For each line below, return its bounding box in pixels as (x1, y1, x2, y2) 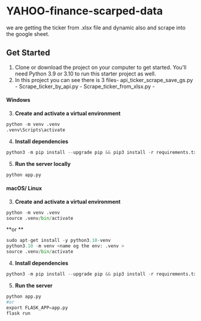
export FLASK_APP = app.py (6, 304, 68, 311)
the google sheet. (6, 30, 50, 37)
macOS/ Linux (6, 184, 42, 192)
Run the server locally (14, 160, 71, 167)
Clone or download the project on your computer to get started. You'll (14, 63, 187, 71)
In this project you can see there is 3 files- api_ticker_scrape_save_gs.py (14, 76, 193, 83)
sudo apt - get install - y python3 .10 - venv (6, 238, 111, 244)
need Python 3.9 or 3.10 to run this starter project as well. (14, 70, 157, 77)
